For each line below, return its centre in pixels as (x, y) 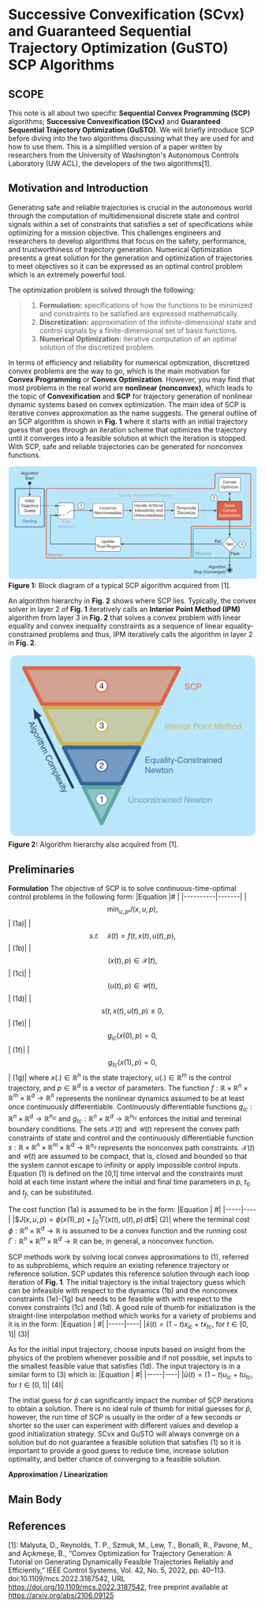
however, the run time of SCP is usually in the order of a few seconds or (125, 1417)
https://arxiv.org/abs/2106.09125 (61, 1595)
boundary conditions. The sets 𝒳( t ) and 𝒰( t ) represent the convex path (124, 1129)
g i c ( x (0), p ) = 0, (132, 1036)
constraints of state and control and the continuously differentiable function (131, 1138)
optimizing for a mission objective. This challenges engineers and (115, 232)
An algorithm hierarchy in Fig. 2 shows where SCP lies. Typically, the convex (132, 600)
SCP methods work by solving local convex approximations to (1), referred (129, 1257)
